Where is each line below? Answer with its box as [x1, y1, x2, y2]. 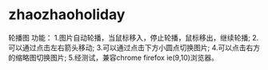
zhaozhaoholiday [8, 6, 126, 24]
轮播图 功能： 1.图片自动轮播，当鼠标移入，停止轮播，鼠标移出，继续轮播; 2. [8, 33, 259, 42]
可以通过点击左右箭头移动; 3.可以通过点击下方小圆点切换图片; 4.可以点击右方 [8, 42, 261, 52]
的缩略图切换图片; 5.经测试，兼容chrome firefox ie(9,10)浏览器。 [8, 52, 218, 62]
